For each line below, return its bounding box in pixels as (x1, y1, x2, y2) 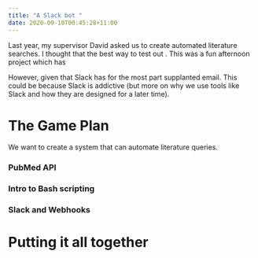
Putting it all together (8, 234, 149, 252)
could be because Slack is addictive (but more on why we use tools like (8, 80, 240, 90)
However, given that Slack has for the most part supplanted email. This (8, 72, 238, 82)
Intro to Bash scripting (8, 183, 95, 194)
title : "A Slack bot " (8, 11, 83, 20)
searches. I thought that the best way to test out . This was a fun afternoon (8, 49, 250, 58)
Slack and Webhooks (8, 205, 90, 216)
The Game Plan (8, 116, 109, 135)
